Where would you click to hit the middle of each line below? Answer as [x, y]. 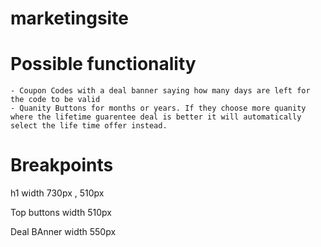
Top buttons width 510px [61, 213]
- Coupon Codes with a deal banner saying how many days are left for [160, 91]
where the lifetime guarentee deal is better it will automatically [156, 117]
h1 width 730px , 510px [57, 193]
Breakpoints [62, 165]
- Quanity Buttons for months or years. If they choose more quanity [158, 108]
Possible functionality [103, 64]
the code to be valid [55, 100]
